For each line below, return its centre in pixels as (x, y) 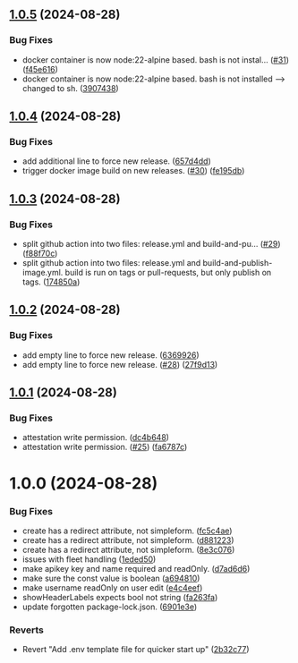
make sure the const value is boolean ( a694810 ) (111, 578)
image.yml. (43, 273)
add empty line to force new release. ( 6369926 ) (111, 355)
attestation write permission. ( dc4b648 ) (96, 438)
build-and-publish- (238, 263)
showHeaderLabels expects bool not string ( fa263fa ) (120, 597)
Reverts (27, 630)
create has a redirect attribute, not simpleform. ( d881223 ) (128, 540)
